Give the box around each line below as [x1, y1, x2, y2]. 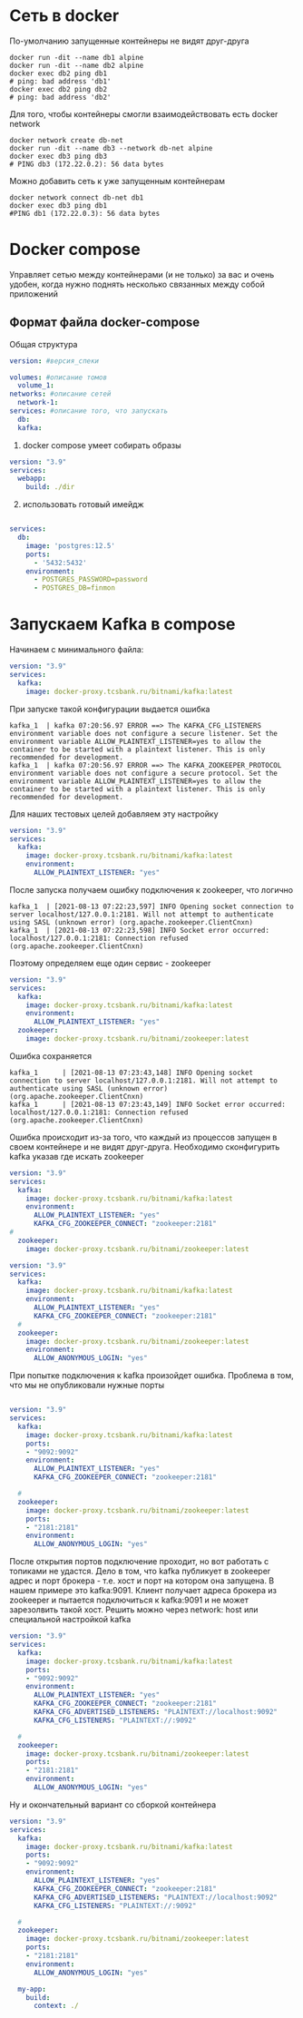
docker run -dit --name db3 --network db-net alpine [9, 143, 213, 152]
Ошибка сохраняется [9, 1050, 93, 1062]
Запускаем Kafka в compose [9, 614, 236, 635]
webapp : [17, 474, 47, 484]
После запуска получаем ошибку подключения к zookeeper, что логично [9, 884, 293, 895]
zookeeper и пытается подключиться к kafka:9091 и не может [9, 1594, 249, 1606]
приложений [9, 288, 59, 299]
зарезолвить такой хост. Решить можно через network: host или [9, 1604, 259, 1615]
